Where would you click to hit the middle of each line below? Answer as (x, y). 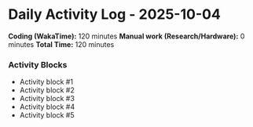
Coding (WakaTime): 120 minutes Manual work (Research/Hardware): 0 (126, 36)
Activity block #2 (47, 90)
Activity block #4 (47, 107)
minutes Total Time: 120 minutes (61, 44)
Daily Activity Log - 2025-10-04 (115, 15)
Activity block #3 (47, 99)
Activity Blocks (38, 64)
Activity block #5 (47, 115)
